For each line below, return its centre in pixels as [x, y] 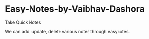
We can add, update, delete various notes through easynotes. [68, 31]
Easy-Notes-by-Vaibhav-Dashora [75, 9]
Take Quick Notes [23, 22]
